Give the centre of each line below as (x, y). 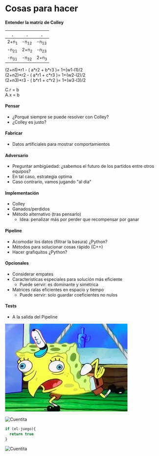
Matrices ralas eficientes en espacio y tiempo (58, 290)
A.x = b (12, 95)
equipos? (21, 171)
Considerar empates (33, 274)
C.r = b (12, 90)
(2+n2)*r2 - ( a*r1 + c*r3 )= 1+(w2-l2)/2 (45, 75)
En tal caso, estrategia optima (42, 177)
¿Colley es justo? (29, 122)
